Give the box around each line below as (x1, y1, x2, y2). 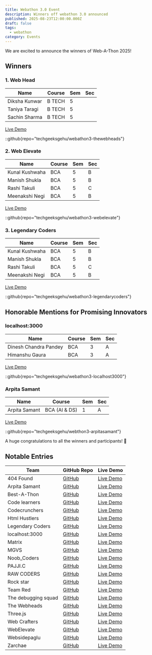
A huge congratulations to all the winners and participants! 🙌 (5, 438, 127, 444)
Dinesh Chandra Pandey (7, 343, 64, 350)
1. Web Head (5, 77, 35, 84)
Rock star (7, 578, 29, 585)
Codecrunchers (7, 507, 43, 514)
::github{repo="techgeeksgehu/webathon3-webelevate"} (5, 214, 121, 220)
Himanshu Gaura (7, 351, 46, 358)
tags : (5, 25, 16, 30)
